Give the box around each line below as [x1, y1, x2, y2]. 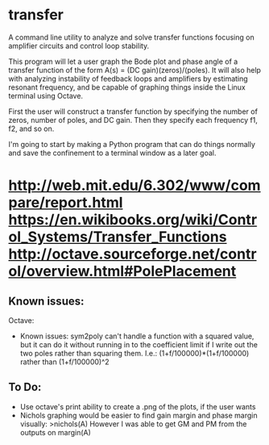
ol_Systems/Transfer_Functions [8, 228, 227, 246]
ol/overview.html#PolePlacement [8, 262, 237, 280]
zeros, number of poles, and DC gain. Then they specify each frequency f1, [8, 115, 258, 124]
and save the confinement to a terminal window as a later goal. [8, 148, 217, 157]
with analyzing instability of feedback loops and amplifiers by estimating [8, 73, 248, 83]
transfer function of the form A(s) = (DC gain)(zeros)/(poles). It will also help [8, 65, 262, 74]
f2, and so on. [8, 124, 55, 133]
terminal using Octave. [8, 90, 83, 100]
